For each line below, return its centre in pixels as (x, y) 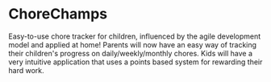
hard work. (26, 70)
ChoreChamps (58, 14)
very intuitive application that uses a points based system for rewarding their (135, 62)
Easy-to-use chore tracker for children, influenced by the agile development (135, 36)
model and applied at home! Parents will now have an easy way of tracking (132, 44)
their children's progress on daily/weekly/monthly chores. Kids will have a (130, 53)
